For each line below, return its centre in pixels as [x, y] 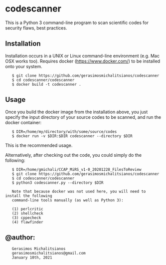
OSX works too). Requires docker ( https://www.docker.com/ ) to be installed [83, 61]
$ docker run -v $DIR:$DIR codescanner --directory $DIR [72, 136]
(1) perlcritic [27, 209]
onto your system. [24, 66]
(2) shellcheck [27, 213]
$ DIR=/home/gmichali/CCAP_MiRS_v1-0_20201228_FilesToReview [77, 169]
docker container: [23, 122]
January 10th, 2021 [32, 258]
